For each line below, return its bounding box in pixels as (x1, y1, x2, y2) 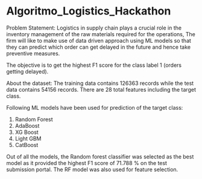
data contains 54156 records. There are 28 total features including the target (6, 86, 196, 93)
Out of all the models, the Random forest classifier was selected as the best (6, 152, 194, 160)
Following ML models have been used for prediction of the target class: (6, 104, 183, 111)
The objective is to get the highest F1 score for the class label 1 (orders (6, 61, 182, 69)
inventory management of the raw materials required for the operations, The (6, 30, 196, 37)
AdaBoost (14, 122, 40, 129)
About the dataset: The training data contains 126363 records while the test (6, 80, 194, 87)
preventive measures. (6, 49, 60, 57)
